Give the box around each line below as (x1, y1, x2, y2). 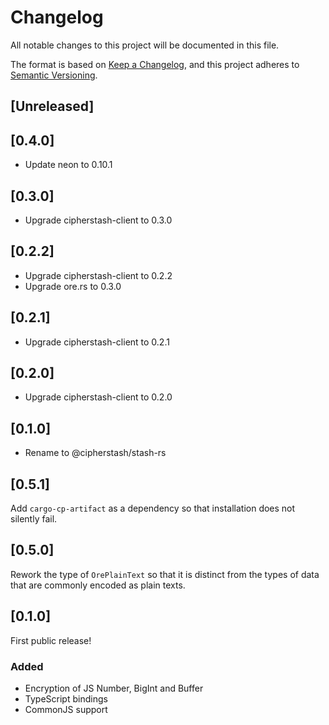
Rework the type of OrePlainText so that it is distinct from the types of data (10, 568, 320, 580)
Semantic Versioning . (10, 69, 98, 81)
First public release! (10, 634, 92, 646)
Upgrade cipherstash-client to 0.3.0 (24, 214, 173, 226)
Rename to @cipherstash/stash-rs (24, 447, 167, 459)
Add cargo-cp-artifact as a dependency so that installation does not (10, 502, 296, 515)
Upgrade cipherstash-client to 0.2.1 (24, 336, 170, 348)
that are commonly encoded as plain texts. (10, 579, 186, 591)
